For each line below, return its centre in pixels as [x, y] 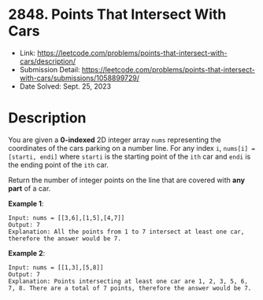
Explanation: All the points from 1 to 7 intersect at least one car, [126, 232]
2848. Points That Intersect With [117, 15]
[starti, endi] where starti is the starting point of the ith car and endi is [130, 156]
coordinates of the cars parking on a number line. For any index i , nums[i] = [132, 148]
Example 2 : [27, 253]
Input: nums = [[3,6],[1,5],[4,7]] [67, 218]
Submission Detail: [50, 69]
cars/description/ [48, 61]
